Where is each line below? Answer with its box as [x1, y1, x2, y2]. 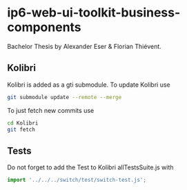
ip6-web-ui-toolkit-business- [7, 5, 181, 21]
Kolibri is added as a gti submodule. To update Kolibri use [7, 81, 170, 89]
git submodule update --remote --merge [7, 94, 122, 101]
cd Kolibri [7, 119, 39, 127]
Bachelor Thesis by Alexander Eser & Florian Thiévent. [7, 42, 162, 50]
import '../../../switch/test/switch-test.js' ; [7, 177, 147, 184]
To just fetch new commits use [7, 106, 95, 114]
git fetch [7, 126, 36, 133]
